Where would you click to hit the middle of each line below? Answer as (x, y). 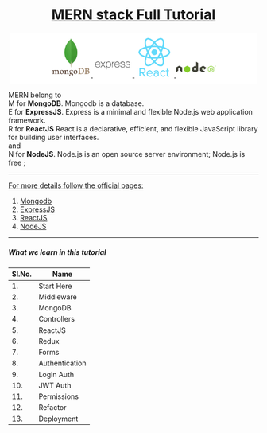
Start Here (55, 286)
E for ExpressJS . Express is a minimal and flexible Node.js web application (130, 111)
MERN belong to (35, 95)
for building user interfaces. (54, 137)
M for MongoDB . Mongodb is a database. (76, 103)
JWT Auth (55, 385)
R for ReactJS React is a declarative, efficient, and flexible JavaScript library (133, 128)
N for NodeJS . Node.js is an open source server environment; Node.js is (127, 154)
